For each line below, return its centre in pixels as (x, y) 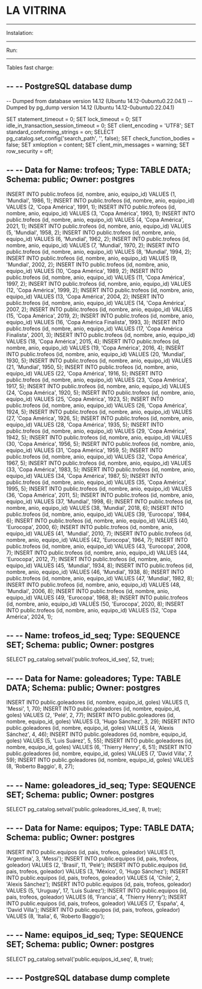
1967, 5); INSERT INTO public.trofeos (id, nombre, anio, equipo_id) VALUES (99, 463)
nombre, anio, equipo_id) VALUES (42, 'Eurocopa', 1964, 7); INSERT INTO (97, 539)
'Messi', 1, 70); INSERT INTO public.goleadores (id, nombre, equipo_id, (93, 709)
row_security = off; (29, 151)
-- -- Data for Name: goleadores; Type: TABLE (94, 678)
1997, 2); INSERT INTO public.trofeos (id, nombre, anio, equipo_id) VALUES (99, 283)
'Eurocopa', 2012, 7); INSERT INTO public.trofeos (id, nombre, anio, (89, 559)
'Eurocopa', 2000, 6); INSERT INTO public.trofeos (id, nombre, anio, (90, 527)
